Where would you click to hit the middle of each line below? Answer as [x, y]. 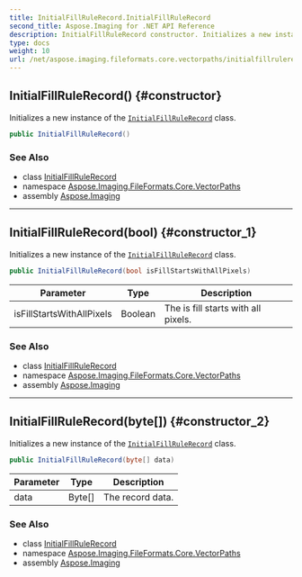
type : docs [30, 43]
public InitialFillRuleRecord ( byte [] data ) [92, 460]
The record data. [138, 497]
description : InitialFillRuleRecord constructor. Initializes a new [140, 34]
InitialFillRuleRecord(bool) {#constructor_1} [133, 233]
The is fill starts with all [213, 308]
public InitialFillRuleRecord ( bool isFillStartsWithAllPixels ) [130, 271]
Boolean [138, 313]
